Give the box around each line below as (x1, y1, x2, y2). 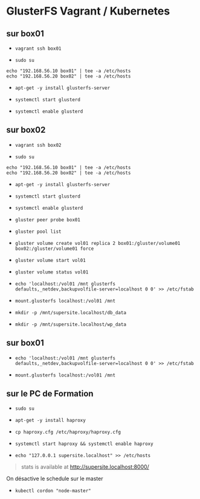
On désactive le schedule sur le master (6, 475, 103, 483)
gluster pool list (15, 229, 62, 235)
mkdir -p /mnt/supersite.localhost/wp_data (15, 321, 127, 327)
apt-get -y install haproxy (15, 417, 86, 424)
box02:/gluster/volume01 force (15, 246, 94, 252)
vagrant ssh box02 (15, 142, 62, 148)
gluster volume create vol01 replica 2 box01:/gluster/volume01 (15, 240, 181, 246)
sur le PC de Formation (6, 389, 94, 399)
